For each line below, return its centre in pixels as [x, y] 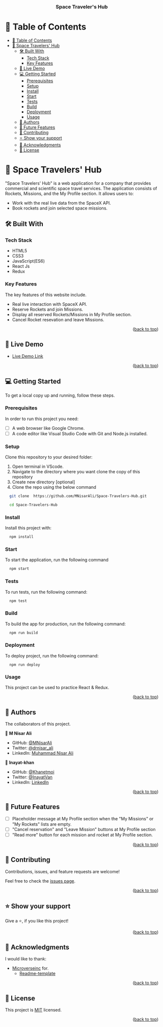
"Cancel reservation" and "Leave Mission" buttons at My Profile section [84, 829]
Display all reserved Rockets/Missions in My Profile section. [72, 314]
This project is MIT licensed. [33, 1010]
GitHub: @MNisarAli [32, 743]
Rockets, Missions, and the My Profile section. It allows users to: [69, 194]
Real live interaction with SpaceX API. [50, 304]
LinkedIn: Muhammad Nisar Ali [43, 753]
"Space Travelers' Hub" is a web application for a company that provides [78, 183]
